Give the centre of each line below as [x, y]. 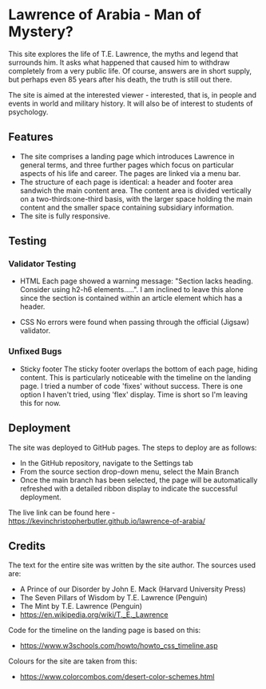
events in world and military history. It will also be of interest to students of [131, 103]
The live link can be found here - [62, 512]
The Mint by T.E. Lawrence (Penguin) [81, 607]
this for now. [40, 403]
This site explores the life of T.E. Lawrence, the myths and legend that [123, 54]
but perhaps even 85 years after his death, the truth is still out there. [120, 79]
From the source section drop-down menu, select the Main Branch [129, 471]
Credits [27, 546]
